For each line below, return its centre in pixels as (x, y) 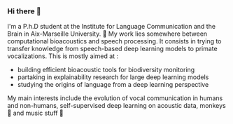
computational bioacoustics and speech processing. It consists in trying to (114, 41)
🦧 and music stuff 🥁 (36, 113)
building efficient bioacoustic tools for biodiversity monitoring (106, 70)
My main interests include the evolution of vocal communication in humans (115, 98)
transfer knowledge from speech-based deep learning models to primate (113, 49)
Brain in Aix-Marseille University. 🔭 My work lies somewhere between (107, 34)
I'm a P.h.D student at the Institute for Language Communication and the (111, 27)
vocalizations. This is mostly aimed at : (63, 56)
